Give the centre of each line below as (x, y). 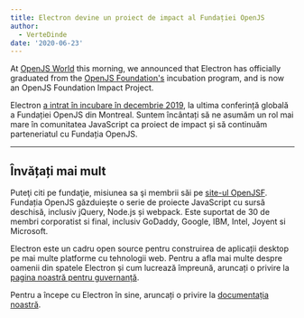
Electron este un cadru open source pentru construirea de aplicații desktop (150, 248)
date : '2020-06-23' (47, 43)
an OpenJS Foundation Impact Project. (82, 88)
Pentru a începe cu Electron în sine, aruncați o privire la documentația (140, 295)
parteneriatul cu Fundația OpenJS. (74, 134)
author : (25, 26)
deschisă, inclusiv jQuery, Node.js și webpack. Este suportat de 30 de (140, 212)
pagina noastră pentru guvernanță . (75, 277)
